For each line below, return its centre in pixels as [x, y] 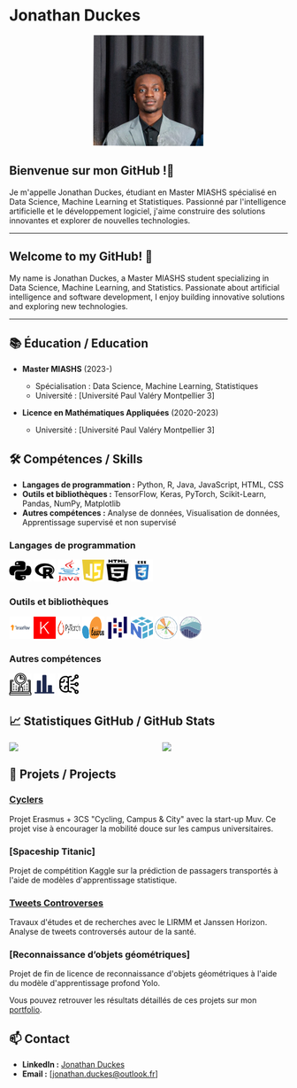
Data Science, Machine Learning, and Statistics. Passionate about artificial [145, 287]
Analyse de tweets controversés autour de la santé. [103, 932]
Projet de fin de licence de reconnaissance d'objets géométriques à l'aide [143, 974]
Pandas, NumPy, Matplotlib [71, 504]
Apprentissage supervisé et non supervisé [99, 523]
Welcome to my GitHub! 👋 [81, 256]
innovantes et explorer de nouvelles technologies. [100, 220]
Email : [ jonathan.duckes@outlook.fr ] [90, 1074]
